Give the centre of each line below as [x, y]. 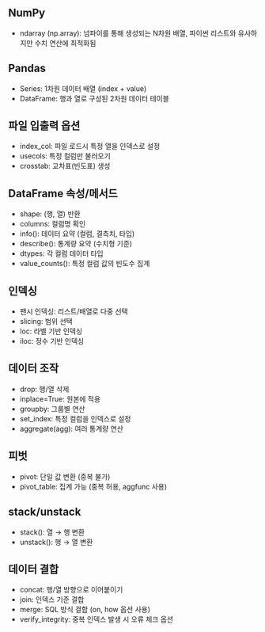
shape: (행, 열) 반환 [50, 214]
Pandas [27, 69]
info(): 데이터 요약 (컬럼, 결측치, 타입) [77, 234]
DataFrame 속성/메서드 [63, 193]
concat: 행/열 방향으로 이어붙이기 [71, 590]
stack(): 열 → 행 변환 [52, 532]
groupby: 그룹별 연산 [52, 409]
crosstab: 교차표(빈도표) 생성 [65, 166]
